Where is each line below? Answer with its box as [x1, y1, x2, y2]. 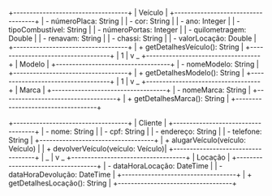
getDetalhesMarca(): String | [133, 94, 230, 103]
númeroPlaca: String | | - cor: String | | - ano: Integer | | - [50, 16, 241, 26]
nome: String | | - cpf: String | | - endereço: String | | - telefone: [50, 126, 262, 136]
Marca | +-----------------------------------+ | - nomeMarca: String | [19, 85, 252, 95]
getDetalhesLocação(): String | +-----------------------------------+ [8, 178, 237, 188]
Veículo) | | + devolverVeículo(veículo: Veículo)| [8, 144, 167, 153]
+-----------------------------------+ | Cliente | [8, 118, 167, 127]
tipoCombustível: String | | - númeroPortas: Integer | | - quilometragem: [8, 25, 247, 34]
